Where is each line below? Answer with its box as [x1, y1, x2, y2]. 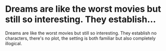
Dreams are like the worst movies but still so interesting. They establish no [5, 30, 157, 36]
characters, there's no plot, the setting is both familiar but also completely [5, 35, 156, 41]
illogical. [5, 40, 22, 46]
